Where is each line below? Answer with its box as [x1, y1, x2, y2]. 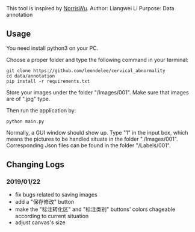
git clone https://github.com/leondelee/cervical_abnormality [6, 68, 166, 74]
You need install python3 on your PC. [6, 44, 99, 52]
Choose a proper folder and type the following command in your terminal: [6, 56, 188, 64]
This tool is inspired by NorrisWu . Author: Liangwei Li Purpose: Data [6, 5, 175, 12]
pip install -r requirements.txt [6, 78, 90, 85]
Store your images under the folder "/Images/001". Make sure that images [6, 89, 189, 96]
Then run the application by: [6, 107, 76, 114]
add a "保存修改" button [14, 198, 75, 205]
